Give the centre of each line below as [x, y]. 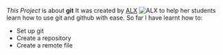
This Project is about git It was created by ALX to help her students [111, 11]
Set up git [30, 31]
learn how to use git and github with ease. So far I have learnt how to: [105, 18]
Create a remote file [45, 45]
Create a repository [44, 38]
